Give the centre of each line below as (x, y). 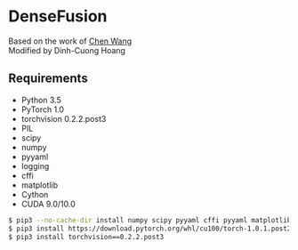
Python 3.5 (41, 100)
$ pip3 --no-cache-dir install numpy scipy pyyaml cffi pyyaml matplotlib (150, 220)
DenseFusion (58, 16)
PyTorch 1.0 (42, 109)
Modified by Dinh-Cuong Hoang (67, 50)
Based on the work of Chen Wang (70, 41)
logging (35, 165)
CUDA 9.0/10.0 (48, 204)
